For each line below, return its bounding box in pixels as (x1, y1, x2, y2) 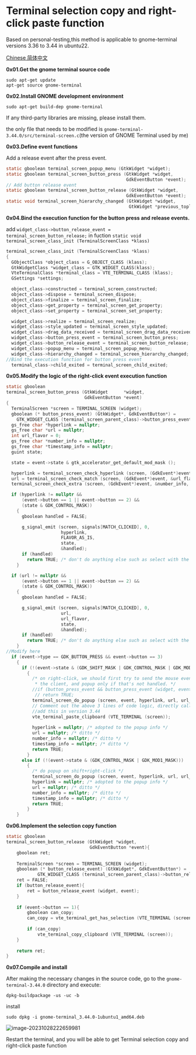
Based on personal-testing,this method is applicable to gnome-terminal (6, 36, 177, 43)
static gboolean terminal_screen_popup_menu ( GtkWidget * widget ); (6, 166, 171, 171)
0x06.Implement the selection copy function (6, 822, 117, 829)
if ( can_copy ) (27, 926, 61, 932)
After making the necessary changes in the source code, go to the (6, 975, 165, 982)
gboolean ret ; (16, 850, 51, 855)
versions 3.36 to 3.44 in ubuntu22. (6, 42, 89, 49)
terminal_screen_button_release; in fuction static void (6, 232, 142, 239)
